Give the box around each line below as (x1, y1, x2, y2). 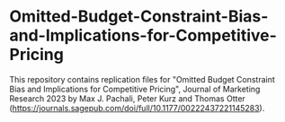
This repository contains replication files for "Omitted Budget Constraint (9, 74, 276, 84)
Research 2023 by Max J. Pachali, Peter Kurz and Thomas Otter (9, 92, 245, 104)
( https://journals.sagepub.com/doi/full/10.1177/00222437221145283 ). (9, 102, 265, 113)
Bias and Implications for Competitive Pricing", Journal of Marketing (9, 83, 261, 94)
